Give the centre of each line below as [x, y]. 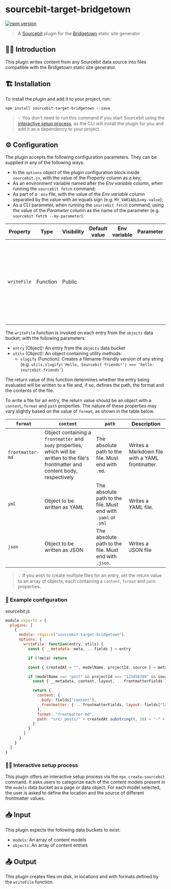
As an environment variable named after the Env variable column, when [88, 183]
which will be [60, 452]
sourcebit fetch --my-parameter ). [48, 216]
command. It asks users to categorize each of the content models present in [85, 782]
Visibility [73, 232]
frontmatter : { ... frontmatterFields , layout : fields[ [101, 705]
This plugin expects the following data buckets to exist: [63, 830]
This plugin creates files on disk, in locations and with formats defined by [82, 877]
